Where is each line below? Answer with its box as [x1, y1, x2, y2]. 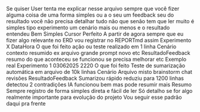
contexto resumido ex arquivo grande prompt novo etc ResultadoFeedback [6, 49, 191, 56]
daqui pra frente [6, 100, 46, 107]
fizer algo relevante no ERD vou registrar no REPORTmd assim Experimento [6, 37, 192, 43]
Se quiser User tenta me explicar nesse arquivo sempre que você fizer [6, 5, 180, 12]
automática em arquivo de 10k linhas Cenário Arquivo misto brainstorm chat [6, 69, 193, 75]
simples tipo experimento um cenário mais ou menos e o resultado [6, 24, 170, 31]
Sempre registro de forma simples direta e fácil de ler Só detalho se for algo [6, 88, 193, 94]
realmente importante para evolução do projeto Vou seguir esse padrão [6, 94, 182, 101]
